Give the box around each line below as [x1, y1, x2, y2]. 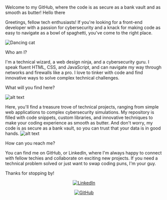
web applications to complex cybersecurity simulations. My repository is [5, 109, 154, 115]
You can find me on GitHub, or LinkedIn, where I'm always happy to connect [5, 150, 162, 155]
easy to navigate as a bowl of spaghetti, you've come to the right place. [5, 30, 152, 35]
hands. [5, 130, 19, 136]
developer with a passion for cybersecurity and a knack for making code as [5, 24, 161, 30]
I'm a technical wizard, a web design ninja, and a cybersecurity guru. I [5, 59, 149, 64]
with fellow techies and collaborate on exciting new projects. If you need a [5, 155, 158, 161]
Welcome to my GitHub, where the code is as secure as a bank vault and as [5, 4, 161, 10]
